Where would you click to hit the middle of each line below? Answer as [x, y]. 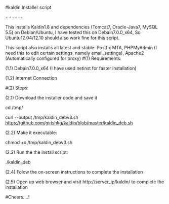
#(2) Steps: [17, 88]
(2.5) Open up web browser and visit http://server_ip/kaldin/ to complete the [85, 182]
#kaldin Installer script [28, 7]
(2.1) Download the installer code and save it [51, 98]
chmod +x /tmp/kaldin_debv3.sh [39, 142]
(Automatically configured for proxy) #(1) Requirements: [63, 58]
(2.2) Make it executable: [31, 132]
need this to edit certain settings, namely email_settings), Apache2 [75, 53]
